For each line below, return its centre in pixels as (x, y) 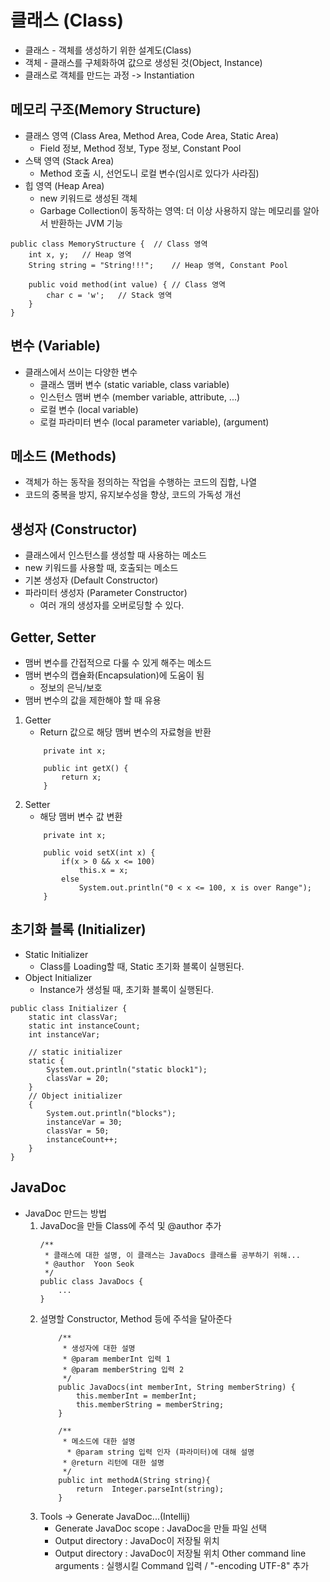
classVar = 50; (78, 1131)
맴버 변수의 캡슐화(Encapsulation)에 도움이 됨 (114, 675)
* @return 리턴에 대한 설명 (113, 1462)
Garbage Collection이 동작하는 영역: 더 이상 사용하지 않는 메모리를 (170, 210)
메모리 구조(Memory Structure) (106, 109)
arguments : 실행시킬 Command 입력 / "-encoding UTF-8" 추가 (182, 1565)
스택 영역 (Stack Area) (69, 160)
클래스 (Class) (67, 20)
